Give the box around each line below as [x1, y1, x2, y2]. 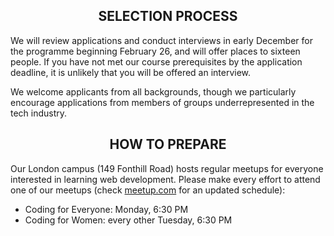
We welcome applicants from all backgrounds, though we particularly [10, 85, 297, 98]
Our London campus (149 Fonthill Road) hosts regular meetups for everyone [10, 162, 324, 174]
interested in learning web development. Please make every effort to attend [10, 173, 321, 185]
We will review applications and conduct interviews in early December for [10, 34, 313, 46]
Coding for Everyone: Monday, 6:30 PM [24, 203, 189, 215]
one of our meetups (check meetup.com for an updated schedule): [10, 184, 286, 196]
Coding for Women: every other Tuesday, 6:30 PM [24, 214, 233, 226]
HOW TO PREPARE [109, 136, 227, 153]
